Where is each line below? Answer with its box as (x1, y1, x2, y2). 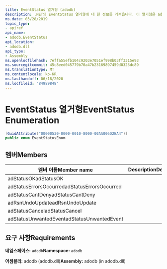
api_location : (5, 40, 35, 45)
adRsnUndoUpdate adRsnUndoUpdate (7, 199, 97, 206)
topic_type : (5, 21, 30, 26)
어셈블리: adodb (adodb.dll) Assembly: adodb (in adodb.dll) (5, 258, 126, 264)
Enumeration (5, 114, 60, 126)
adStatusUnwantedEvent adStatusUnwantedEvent (7, 215, 123, 222)
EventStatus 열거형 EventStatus (5, 104, 135, 115)
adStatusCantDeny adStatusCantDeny (7, 191, 95, 198)
